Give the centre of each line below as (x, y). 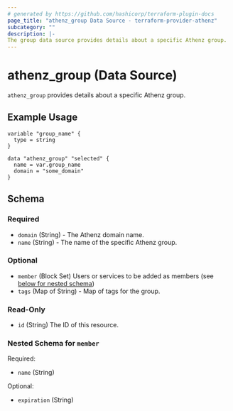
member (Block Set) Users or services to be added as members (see (116, 276)
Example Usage (43, 117)
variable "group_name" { (44, 133)
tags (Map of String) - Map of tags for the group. (89, 291)
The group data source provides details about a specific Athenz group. (117, 40)
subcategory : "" (31, 27)
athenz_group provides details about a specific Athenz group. (97, 95)
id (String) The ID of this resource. (68, 325)
